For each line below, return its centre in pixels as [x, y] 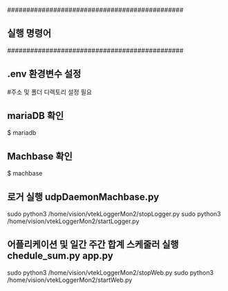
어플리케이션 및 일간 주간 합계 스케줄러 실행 [93, 245]
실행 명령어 [29, 34]
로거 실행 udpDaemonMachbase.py [83, 197]
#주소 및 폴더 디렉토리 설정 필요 [49, 92]
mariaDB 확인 [36, 116]
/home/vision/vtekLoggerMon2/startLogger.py [73, 221]
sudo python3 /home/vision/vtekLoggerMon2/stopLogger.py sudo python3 [114, 214]
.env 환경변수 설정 [44, 74]
